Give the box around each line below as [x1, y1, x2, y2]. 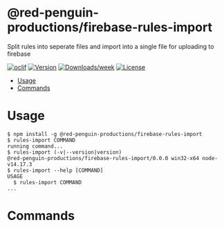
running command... [7, 143, 64, 150]
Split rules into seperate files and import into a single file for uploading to [7, 42, 214, 50]
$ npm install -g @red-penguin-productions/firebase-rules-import [7, 130, 203, 137]
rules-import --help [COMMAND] [13, 167, 104, 174]
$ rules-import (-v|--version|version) [7, 148, 122, 156]
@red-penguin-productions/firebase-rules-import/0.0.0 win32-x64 [7, 155, 199, 161]
